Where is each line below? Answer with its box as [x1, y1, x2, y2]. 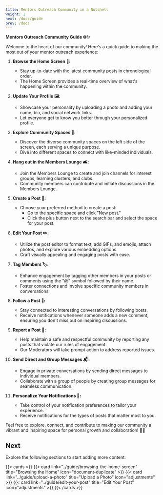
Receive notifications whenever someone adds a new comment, [20, 313, 149, 318]
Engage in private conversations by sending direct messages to [20, 368, 148, 374]
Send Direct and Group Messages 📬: [12, 356, 90, 362]
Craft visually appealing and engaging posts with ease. [20, 252, 131, 257]
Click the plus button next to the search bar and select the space [27, 215, 158, 221]
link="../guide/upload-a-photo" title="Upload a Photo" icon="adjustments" [5, 474, 155, 480]
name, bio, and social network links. [20, 110, 92, 116]
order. [20, 73, 32, 79]
